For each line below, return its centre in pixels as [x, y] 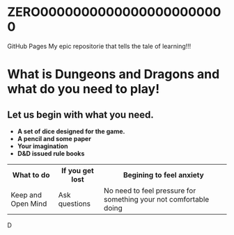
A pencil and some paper [54, 138]
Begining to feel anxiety [163, 175]
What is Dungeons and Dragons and [114, 74]
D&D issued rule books [51, 153]
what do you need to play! [84, 89]
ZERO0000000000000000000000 [114, 12]
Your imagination [42, 146]
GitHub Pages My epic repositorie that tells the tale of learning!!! [99, 46]
